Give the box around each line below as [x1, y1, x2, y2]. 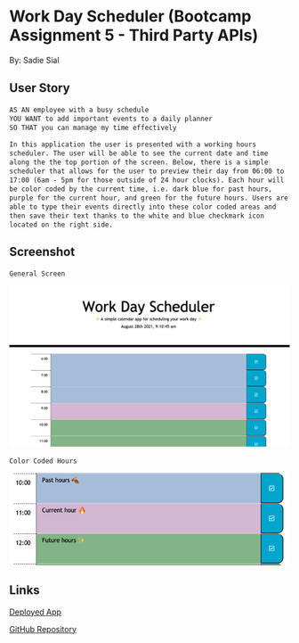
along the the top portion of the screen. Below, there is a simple [9, 158, 269, 167]
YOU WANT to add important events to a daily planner [9, 114, 214, 123]
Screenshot [9, 244, 76, 260]
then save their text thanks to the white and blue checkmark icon [9, 211, 265, 220]
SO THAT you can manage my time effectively [9, 123, 177, 132]
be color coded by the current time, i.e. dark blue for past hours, [9, 185, 273, 194]
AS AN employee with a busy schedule [9, 105, 149, 114]
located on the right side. [9, 220, 114, 229]
